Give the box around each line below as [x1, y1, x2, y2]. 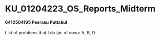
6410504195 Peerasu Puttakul [5, 19, 67, 25]
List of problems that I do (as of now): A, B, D [5, 30, 95, 36]
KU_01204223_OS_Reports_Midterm [5, 3, 156, 14]
